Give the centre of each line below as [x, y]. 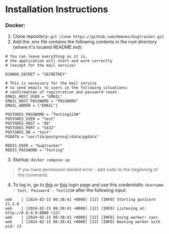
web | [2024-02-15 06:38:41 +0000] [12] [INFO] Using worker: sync [82, 218]
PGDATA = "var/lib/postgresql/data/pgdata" [52, 137]
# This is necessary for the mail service [51, 83]
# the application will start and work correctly [59, 61]
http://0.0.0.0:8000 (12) [33, 213]
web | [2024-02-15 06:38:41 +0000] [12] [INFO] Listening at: [76, 209]
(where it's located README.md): [48, 47]
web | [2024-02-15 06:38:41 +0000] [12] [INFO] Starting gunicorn [81, 200]
